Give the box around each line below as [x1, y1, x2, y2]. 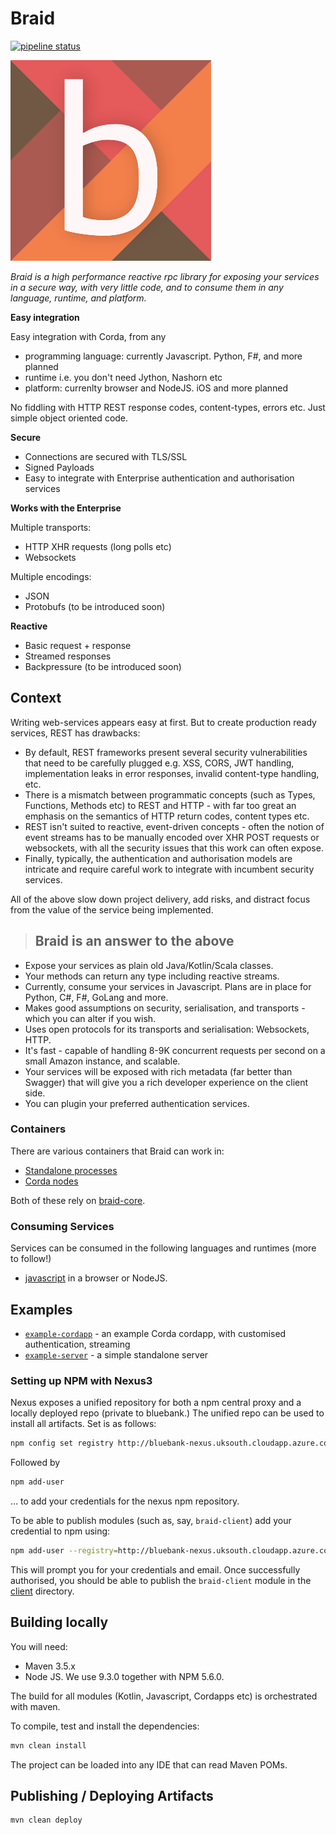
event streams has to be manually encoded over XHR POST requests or [24, 831, 320, 843]
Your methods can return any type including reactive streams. [24, 970, 280, 982]
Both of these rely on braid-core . [10, 1194, 146, 1206]
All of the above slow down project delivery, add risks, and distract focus [10, 893, 311, 905]
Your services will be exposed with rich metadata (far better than [24, 1065, 293, 1077]
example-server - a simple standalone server [24, 1348, 209, 1361]
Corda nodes [24, 1175, 79, 1187]
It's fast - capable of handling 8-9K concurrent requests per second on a [24, 1044, 326, 1056]
